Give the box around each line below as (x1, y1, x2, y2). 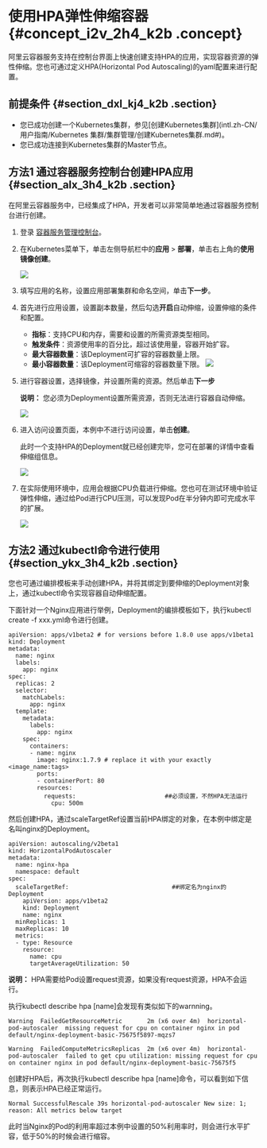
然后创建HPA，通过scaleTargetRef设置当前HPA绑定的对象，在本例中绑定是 (8, 814, 253, 824)
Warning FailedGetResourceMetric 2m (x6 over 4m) (8, 1018, 201, 1026)
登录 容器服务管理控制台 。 (19, 227, 106, 237)
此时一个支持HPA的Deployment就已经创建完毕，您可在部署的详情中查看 (19, 442, 255, 451)
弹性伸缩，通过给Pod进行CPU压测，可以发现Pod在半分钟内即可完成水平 (19, 493, 256, 503)
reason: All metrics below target (8, 1107, 123, 1115)
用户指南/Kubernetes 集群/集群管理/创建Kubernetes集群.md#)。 (19, 129, 229, 139)
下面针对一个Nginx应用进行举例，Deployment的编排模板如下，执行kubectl (8, 605, 252, 615)
